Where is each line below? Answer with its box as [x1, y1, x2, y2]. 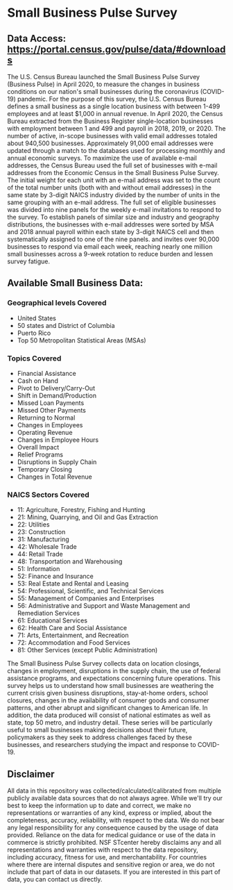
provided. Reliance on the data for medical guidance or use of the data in [7, 831, 216, 839]
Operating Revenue [17, 428, 73, 436]
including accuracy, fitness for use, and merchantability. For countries [7, 853, 207, 862]
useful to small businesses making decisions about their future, [7, 726, 188, 734]
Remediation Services [17, 609, 80, 618]
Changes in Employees [17, 420, 83, 429]
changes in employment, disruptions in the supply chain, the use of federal [7, 667, 221, 675]
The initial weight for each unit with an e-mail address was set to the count [7, 176, 221, 184]
